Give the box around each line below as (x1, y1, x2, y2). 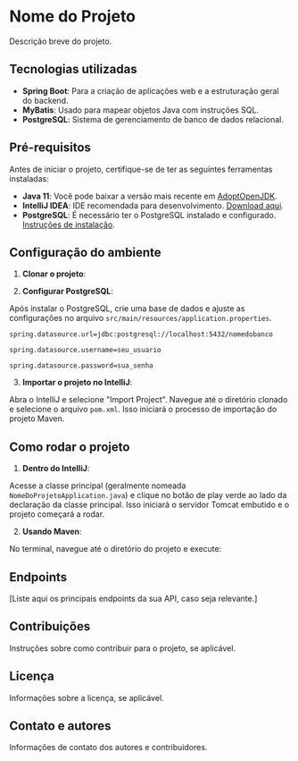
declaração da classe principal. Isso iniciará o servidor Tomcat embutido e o (9, 499, 290, 511)
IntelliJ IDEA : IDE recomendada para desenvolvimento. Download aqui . (21, 199, 284, 211)
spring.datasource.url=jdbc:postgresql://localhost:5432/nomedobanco (9, 330, 274, 339)
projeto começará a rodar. (9, 509, 105, 520)
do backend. (21, 95, 69, 106)
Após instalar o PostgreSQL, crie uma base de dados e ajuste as (9, 303, 245, 314)
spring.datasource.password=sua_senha (9, 361, 153, 370)
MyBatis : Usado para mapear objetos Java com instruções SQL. (21, 105, 260, 115)
